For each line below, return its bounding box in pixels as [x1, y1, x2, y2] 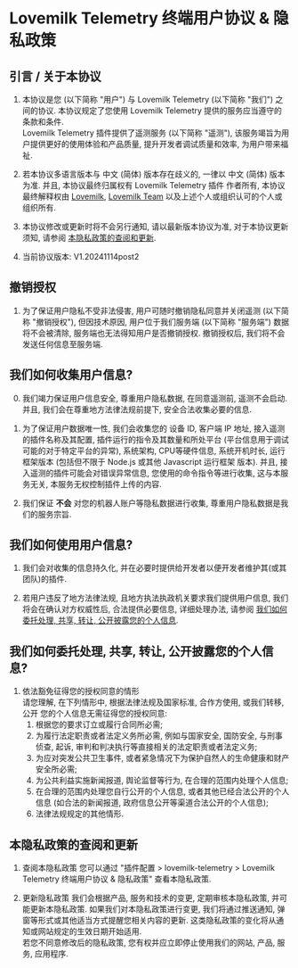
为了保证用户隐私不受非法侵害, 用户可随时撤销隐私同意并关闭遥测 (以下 [21, 305, 282, 316]
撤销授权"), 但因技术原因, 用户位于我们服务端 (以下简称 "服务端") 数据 [36, 316, 289, 327]
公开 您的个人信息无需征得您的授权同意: [21, 708, 167, 719]
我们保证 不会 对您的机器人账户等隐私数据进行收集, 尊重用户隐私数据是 [21, 497, 281, 509]
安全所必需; [35, 764, 77, 774]
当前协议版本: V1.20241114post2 [21, 252, 140, 261]
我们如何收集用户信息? [9, 368, 133, 383]
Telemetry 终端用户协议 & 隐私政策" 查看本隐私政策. [21, 873, 212, 884]
